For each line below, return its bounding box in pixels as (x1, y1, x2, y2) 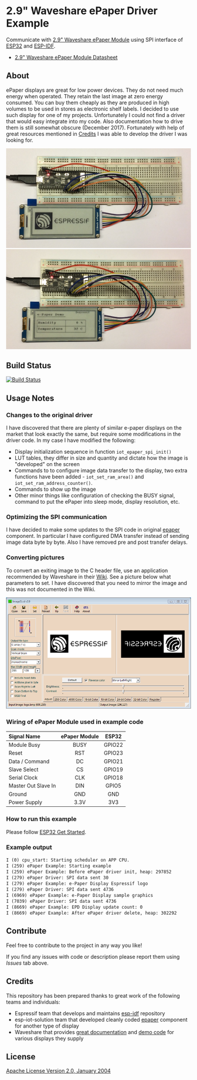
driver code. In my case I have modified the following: (6, 437, 136, 444)
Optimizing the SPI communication (6, 513, 107, 521)
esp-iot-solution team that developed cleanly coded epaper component (14, 1016, 188, 1023)
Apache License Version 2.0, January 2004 (6, 1067, 111, 1075)
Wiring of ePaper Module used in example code (6, 718, 144, 726)
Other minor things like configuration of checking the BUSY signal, (14, 492, 175, 499)
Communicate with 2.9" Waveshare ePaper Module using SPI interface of (6, 36, 184, 43)
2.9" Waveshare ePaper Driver (6, 4, 158, 18)
